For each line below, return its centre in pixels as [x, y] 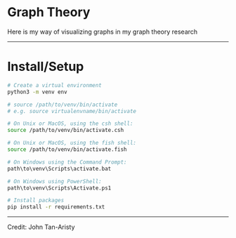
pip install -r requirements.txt [56, 207]
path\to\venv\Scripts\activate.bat [59, 168]
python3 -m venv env [38, 92]
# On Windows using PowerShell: [54, 181]
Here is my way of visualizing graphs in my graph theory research [103, 32]
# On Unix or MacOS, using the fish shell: [72, 143]
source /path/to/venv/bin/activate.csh [66, 131]
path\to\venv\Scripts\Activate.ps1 [59, 188]
